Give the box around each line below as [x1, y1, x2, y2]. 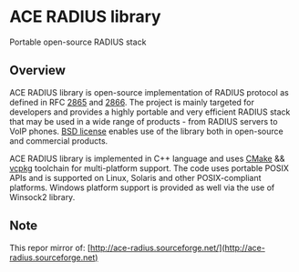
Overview [9, 63, 67, 78]
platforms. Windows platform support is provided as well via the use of [9, 182, 275, 193]
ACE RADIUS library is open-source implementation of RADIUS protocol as [9, 86, 289, 97]
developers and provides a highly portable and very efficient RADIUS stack [9, 106, 291, 117]
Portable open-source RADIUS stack [9, 36, 147, 47]
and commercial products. [9, 135, 108, 146]
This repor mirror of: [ [9, 242, 91, 253]
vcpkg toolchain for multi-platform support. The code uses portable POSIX [9, 162, 290, 174]
